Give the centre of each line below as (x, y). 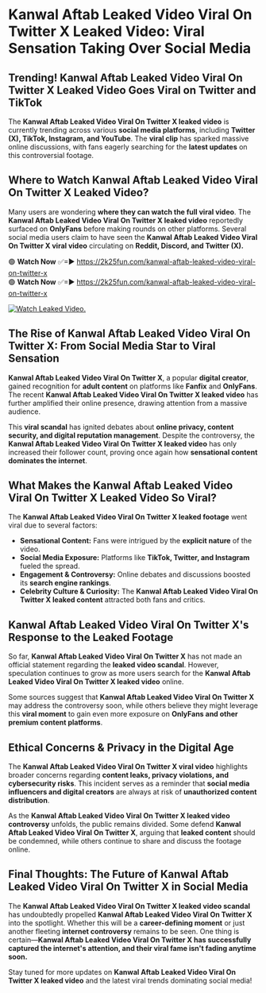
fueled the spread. (50, 566)
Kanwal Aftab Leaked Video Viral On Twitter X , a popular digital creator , (128, 377)
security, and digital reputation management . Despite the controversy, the (132, 435)
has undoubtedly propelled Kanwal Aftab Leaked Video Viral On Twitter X (130, 914)
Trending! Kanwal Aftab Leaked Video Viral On (125, 77)
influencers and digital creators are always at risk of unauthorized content (133, 792)
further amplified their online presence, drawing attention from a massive (128, 403)
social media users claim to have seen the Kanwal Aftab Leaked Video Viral (133, 237)
